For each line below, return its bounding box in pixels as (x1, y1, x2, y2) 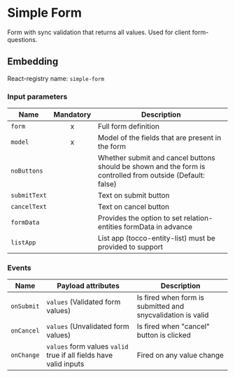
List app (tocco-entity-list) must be (97, 233, 215, 243)
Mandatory (53, 110, 92, 119)
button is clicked (136, 330, 191, 340)
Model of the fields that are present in (97, 133, 222, 143)
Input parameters (7, 92, 68, 101)
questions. (7, 35, 38, 43)
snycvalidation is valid (136, 310, 209, 320)
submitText (10, 191, 47, 200)
